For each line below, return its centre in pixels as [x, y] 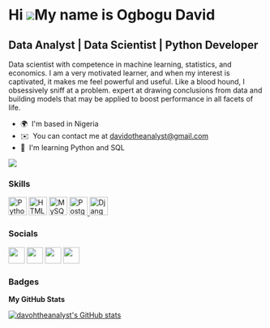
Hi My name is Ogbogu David [112, 15]
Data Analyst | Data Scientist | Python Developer [133, 45]
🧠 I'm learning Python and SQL [73, 147]
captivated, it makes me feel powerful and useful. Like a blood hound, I [127, 82]
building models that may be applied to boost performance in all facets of [131, 99]
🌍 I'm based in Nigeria [59, 124]
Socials [23, 234]
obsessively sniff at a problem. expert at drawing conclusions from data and [135, 90]
